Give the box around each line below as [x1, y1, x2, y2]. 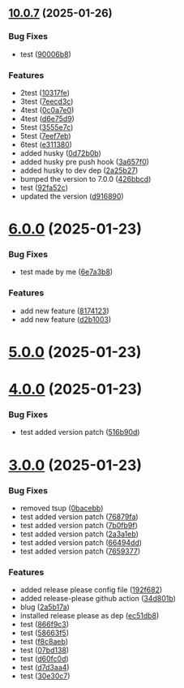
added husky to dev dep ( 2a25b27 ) [19, 166, 139, 175]
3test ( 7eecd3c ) [19, 97, 74, 106]
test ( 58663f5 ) [19, 628, 69, 638]
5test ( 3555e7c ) [19, 122, 74, 132]
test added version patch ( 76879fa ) [19, 511, 139, 522]
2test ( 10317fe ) [19, 88, 71, 97]
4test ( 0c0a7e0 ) [19, 105, 75, 114]
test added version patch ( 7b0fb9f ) [19, 520, 138, 530]
